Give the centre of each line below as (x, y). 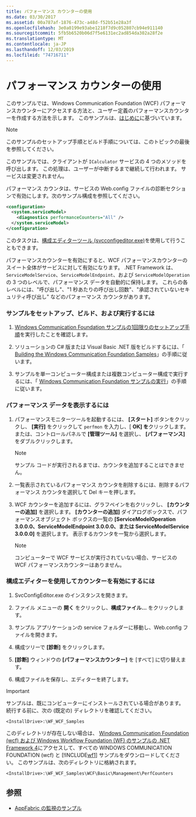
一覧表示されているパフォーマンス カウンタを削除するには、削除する (97, 485)
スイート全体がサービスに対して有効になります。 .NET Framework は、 (91, 267)
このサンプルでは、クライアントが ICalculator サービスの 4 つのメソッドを (96, 161)
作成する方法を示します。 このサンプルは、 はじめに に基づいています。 (101, 118)
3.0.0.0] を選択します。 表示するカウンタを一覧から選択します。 (92, 534)
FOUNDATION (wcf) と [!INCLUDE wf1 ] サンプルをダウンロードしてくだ (91, 755)
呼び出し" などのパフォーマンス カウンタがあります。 (90, 297)
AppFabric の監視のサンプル (48, 808)
